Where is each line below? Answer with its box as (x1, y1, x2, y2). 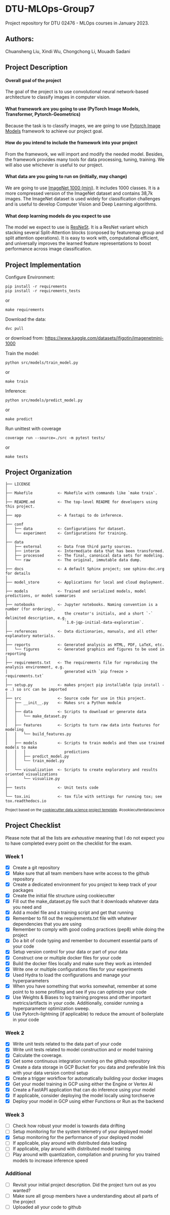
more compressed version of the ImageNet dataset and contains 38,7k (5, 190, 153, 196)
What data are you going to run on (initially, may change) (5, 173, 127, 180)
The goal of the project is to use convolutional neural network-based (5, 89, 149, 95)
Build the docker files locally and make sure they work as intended (12, 960, 152, 967)
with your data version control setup (12, 1070, 89, 1076)
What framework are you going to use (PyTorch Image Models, (5, 106, 140, 112)
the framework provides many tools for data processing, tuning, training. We (5, 156, 165, 162)
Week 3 (5, 1111, 24, 1118)
